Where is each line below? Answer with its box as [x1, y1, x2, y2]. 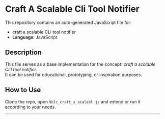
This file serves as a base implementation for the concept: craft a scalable [5, 61, 156, 67]
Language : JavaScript [12, 34, 57, 40]
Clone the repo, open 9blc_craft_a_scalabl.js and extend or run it [5, 99, 141, 104]
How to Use [5, 86, 41, 94]
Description [5, 48, 42, 57]
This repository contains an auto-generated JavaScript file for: [5, 20, 132, 25]
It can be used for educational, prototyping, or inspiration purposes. [5, 72, 142, 78]
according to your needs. [5, 104, 56, 110]
